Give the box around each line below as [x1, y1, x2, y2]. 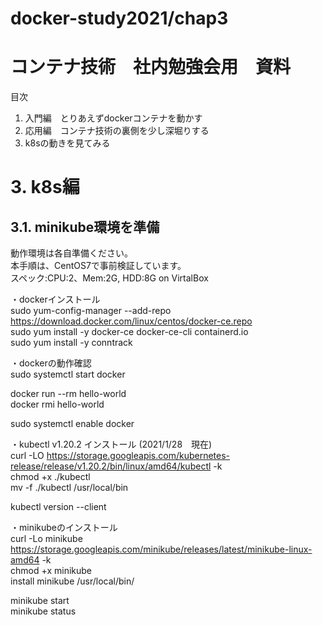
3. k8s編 [10, 176, 80, 199]
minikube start [10, 595, 70, 607]
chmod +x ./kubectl [10, 471, 91, 483]
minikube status [10, 605, 77, 617]
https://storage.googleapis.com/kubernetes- [46, 450, 231, 462]
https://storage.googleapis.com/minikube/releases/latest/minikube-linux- [10, 543, 313, 556]
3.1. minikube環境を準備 [10, 218, 160, 236]
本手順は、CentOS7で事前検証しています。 [10, 260, 187, 272]
